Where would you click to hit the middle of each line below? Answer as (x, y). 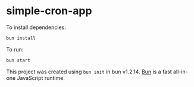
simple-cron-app (49, 11)
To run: (15, 49)
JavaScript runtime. (41, 78)
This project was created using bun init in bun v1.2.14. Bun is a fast (89, 72)
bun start (18, 60)
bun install (21, 38)
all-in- (181, 72)
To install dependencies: (36, 27)
